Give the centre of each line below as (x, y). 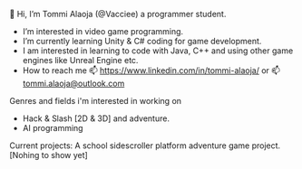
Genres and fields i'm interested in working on (96, 101)
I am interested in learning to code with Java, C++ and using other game (158, 51)
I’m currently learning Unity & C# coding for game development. (142, 41)
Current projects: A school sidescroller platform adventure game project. (145, 146)
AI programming (53, 128)
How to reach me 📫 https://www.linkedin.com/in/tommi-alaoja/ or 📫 (151, 70)
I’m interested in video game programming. (103, 31)
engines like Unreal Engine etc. (80, 60)
